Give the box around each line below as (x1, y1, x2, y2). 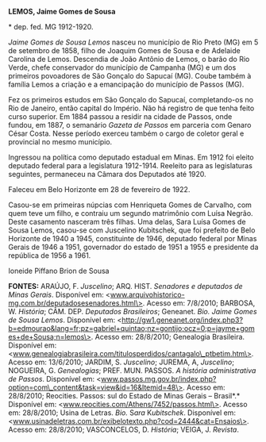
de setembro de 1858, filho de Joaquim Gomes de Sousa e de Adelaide (8, 46, 241, 55)
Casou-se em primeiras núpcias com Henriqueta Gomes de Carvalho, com (8, 200, 253, 209)
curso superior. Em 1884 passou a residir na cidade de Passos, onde (8, 112, 233, 121)
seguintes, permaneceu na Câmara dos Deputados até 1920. (8, 170, 206, 179)
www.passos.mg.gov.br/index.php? (100, 375, 217, 383)
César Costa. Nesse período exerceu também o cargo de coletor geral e (8, 129, 245, 138)
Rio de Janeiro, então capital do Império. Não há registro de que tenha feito (8, 103, 255, 113)
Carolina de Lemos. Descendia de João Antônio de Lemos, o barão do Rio (8, 55, 250, 63)
